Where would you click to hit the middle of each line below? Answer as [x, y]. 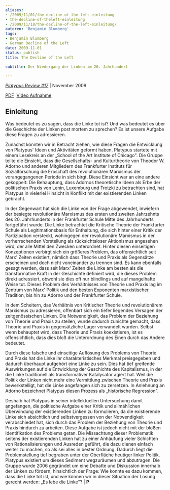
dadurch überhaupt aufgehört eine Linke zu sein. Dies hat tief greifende [80, 364]
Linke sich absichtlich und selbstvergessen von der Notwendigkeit [75, 417]
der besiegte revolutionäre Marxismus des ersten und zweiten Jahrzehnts [82, 214]
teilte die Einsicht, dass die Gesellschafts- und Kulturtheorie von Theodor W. [85, 161]
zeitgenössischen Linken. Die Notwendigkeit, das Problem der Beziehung [82, 316]
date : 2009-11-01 [24, 48]
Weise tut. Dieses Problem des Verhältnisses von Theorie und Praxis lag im [84, 285]
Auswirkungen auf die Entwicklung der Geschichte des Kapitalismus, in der [84, 369]
